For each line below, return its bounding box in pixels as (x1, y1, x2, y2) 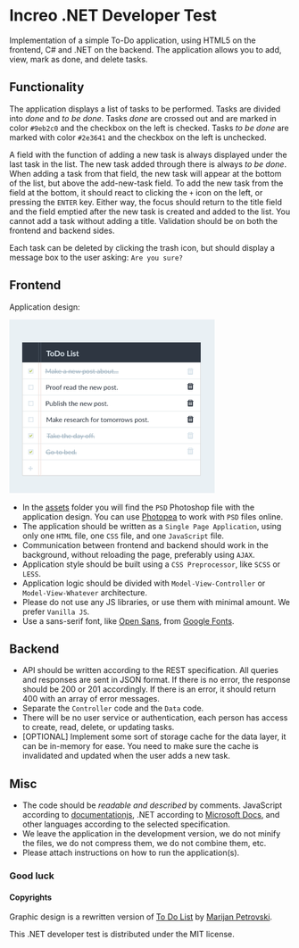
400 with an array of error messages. (21, 694, 161, 704)
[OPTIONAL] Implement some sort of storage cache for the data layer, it (21, 731, 287, 742)
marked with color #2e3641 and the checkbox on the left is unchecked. (9, 131, 267, 143)
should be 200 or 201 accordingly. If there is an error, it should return (21, 684, 277, 694)
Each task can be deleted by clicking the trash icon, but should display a (9, 242, 275, 253)
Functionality (9, 79, 85, 95)
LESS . (21, 568, 42, 578)
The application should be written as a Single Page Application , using (21, 520, 282, 531)
